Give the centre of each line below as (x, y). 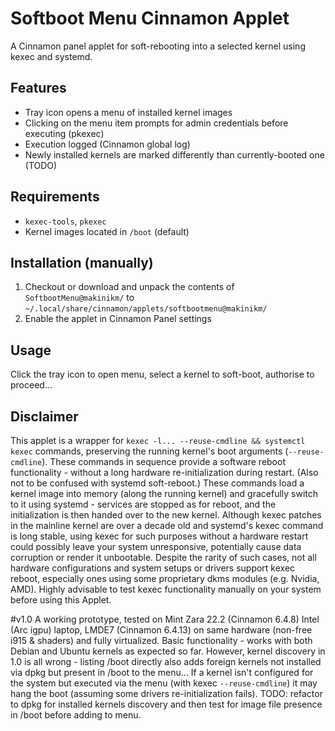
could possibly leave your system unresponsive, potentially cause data (156, 546)
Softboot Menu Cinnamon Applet (150, 18)
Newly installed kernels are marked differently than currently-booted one (174, 154)
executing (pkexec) (64, 133)
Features (38, 88)
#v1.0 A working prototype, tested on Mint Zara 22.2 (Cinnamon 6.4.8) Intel (165, 619)
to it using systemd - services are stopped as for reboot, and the (143, 504)
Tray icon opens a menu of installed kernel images (128, 112)
